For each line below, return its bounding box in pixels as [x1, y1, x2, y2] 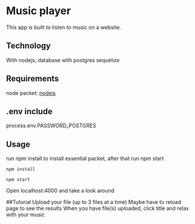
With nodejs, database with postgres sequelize [6, 56, 120, 63]
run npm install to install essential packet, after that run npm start [6, 155, 164, 162]
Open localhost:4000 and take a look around [6, 187, 115, 194]
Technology [6, 41, 51, 51]
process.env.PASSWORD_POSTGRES [6, 122, 96, 129]
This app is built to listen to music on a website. [6, 24, 121, 31]
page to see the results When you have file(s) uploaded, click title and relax [6, 205, 189, 212]
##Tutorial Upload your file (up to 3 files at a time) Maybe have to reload [6, 199, 181, 206]
